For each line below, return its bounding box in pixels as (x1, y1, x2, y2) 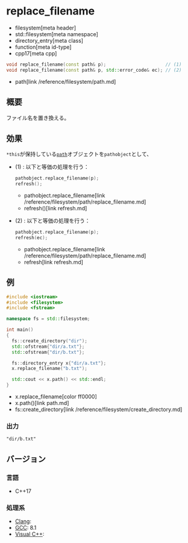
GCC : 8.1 (14, 524, 37, 532)
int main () (6, 327, 34, 333)
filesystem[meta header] (14, 24, 77, 31)
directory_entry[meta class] (14, 37, 83, 44)
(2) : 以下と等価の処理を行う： (14, 217, 90, 224)
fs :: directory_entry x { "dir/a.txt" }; (11, 360, 107, 366)
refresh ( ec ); (14, 234, 48, 240)
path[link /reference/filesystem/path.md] (14, 78, 116, 85)
